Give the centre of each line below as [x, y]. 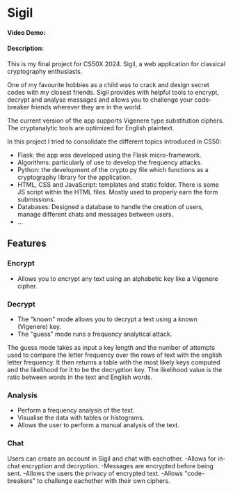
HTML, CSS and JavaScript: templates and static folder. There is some [118, 184]
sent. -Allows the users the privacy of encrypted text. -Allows [95, 473]
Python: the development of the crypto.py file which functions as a [113, 169]
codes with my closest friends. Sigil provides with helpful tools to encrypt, [113, 92]
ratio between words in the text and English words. [80, 377]
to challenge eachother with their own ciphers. [104, 481]
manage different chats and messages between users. [95, 214]
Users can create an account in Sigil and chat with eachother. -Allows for [112, 459]
